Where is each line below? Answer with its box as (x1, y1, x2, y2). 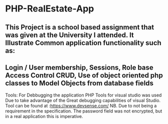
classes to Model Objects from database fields (5, 78, 154, 87)
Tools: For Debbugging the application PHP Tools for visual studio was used (5, 92, 162, 98)
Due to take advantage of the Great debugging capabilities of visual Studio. (5, 97, 161, 103)
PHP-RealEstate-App (5, 3, 94, 14)
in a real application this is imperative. (5, 113, 83, 119)
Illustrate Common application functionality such (5, 38, 161, 47)
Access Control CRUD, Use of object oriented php (5, 71, 163, 79)
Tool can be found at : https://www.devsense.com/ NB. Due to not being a (5, 103, 157, 109)
